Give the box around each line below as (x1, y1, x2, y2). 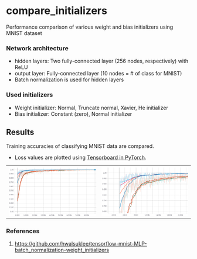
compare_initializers (6, 4, 107, 18)
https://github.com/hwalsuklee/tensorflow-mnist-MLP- (14, 240, 147, 247)
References (6, 227, 40, 235)
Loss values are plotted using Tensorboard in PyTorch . (14, 154, 147, 161)
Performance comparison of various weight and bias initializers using (6, 23, 174, 30)
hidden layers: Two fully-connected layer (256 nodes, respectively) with (14, 57, 189, 65)
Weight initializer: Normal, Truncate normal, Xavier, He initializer (14, 104, 168, 111)
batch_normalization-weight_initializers (14, 247, 110, 254)
